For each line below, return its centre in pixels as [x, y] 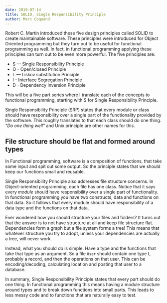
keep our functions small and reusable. [45, 172]
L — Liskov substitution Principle [46, 75]
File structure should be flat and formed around [80, 141]
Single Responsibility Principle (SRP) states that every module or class [77, 110]
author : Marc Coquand [28, 19]
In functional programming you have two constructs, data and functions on [82, 197]
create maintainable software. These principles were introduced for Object [82, 38]
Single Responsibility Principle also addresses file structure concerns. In [79, 181]
